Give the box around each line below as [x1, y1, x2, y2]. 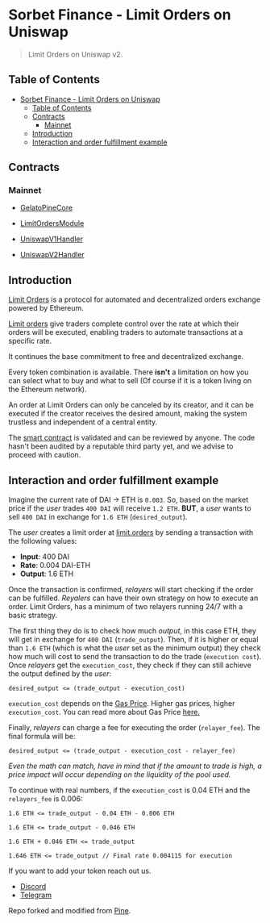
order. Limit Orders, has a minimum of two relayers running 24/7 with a [8, 602, 243, 612]
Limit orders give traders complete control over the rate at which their [8, 319, 239, 328]
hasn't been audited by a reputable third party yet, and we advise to [8, 441, 234, 451]
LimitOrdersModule [19, 219, 85, 228]
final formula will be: [8, 732, 76, 741]
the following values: [8, 537, 77, 546]
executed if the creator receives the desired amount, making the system [8, 409, 247, 419]
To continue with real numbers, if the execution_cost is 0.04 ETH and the [8, 785, 251, 796]
